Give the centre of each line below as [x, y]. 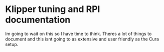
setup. [12, 44]
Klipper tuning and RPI [53, 9]
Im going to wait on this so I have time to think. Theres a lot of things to [78, 33]
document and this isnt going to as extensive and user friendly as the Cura [82, 39]
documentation [38, 20]
